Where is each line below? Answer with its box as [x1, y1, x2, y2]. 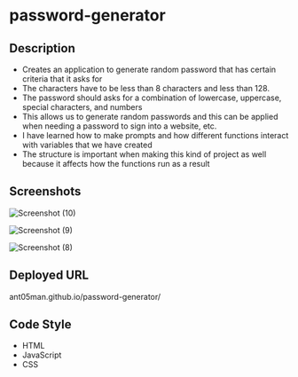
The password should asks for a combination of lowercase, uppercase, [21, 92, 282, 103]
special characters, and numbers [21, 102, 143, 112]
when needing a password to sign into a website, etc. [21, 121, 217, 131]
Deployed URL [9, 268, 90, 283]
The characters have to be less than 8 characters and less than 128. [21, 83, 271, 93]
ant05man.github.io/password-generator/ [9, 291, 161, 302]
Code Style [9, 317, 72, 333]
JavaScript [21, 350, 62, 360]
